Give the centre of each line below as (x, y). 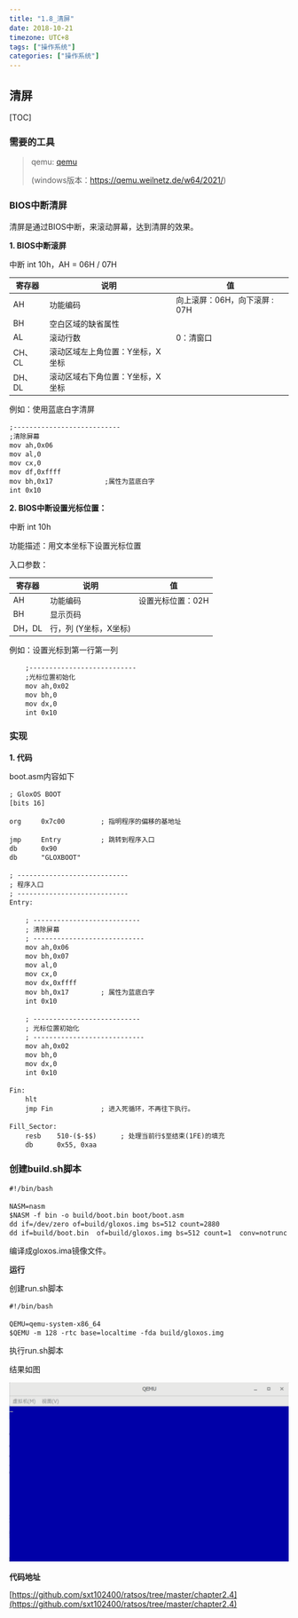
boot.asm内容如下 (42, 776)
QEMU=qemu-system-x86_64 (55, 1324)
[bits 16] (27, 803)
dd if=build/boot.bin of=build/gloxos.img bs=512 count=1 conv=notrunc (149, 1234)
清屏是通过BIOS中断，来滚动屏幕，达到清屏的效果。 (104, 226)
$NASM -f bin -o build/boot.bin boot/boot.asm (97, 1216)
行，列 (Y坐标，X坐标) (90, 628)
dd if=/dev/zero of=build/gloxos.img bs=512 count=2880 (114, 1225)
